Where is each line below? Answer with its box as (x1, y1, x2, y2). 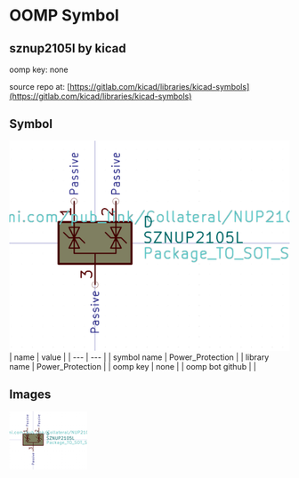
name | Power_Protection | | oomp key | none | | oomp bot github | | (9, 361, 256, 371)
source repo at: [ (9, 82, 70, 92)
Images (9, 387, 52, 402)
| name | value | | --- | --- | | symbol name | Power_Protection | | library (9, 352, 270, 362)
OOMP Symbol (9, 5, 120, 26)
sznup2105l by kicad (9, 41, 126, 56)
